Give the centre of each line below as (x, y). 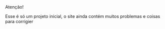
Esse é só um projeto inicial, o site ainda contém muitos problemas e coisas (83, 16)
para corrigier (19, 22)
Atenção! (14, 7)
